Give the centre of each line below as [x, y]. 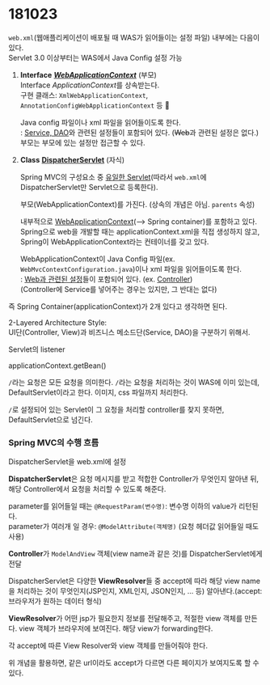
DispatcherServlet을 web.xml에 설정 [67, 462]
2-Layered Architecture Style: [58, 322]
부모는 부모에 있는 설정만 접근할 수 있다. [82, 142]
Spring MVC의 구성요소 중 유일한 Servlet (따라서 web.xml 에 [114, 177]
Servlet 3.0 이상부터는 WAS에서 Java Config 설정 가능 [95, 57]
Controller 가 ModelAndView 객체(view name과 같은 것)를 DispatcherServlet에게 [135, 554]
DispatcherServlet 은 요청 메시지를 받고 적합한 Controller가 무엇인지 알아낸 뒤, [134, 479]
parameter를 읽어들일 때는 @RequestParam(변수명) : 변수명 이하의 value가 [122, 506]
